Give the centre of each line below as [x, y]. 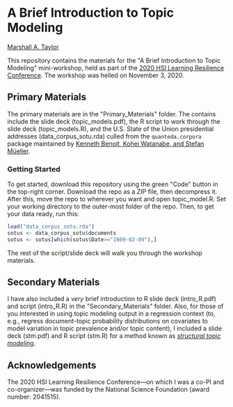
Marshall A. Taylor [33, 47]
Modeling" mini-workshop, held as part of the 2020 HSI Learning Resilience [116, 68]
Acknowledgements [52, 365]
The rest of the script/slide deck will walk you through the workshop [105, 253]
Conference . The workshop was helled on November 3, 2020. [96, 75]
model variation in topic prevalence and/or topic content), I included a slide [115, 328]
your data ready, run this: [43, 214]
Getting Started [34, 169]
